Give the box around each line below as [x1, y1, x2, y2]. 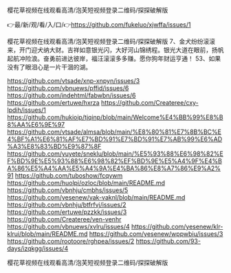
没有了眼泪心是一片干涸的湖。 [7, 63, 91, 71]
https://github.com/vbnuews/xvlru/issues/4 [7, 222, 130, 230]
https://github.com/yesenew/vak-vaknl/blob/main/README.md [7, 193, 186, 201]
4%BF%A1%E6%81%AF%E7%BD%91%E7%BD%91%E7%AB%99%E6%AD [7, 135, 223, 143]
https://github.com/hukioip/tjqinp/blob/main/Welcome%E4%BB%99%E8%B [7, 113, 223, 121]
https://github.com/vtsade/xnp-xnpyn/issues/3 [7, 77, 140, 84]
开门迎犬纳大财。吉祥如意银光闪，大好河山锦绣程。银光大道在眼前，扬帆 [19, 46, 224, 54]
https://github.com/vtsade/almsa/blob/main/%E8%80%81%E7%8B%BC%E [7, 128, 222, 136]
